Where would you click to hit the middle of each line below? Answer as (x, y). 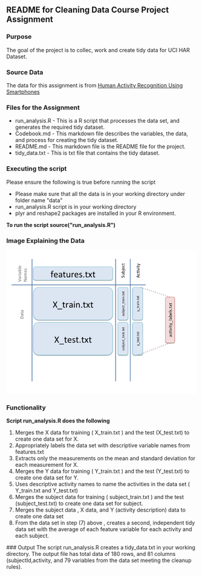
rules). (14, 567)
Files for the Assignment (43, 107)
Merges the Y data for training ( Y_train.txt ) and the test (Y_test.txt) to (102, 471)
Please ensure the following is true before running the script (81, 182)
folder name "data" (39, 200)
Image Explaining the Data (45, 240)
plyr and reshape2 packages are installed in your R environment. (96, 213)
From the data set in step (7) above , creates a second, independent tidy (105, 523)
